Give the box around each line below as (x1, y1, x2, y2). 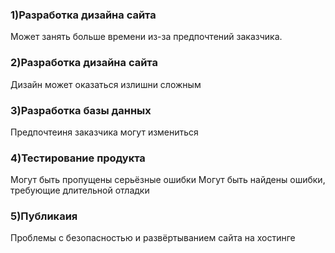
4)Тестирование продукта (10, 151, 146, 165)
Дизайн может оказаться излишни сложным (10, 78, 202, 90)
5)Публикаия (10, 209, 78, 223)
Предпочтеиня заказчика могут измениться (10, 126, 199, 138)
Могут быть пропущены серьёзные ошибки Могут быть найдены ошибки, (10, 174, 326, 186)
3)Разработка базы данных (10, 103, 152, 117)
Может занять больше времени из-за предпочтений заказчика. (10, 31, 283, 43)
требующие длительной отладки (10, 184, 150, 197)
